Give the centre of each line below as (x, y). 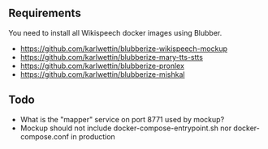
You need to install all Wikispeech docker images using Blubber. (115, 32)
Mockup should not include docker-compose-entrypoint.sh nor (126, 128)
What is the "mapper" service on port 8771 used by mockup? (122, 119)
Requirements (45, 13)
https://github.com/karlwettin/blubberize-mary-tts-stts (111, 57)
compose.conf (44, 136)
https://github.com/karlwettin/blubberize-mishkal (102, 74)
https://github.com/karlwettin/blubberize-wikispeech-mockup (123, 49)
